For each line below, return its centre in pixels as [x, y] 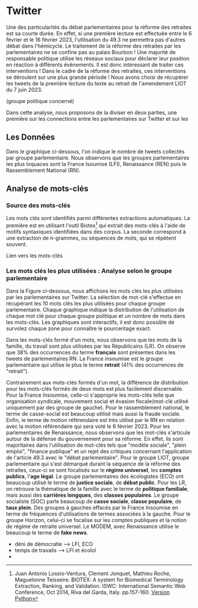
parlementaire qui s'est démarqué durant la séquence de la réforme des [93, 464]
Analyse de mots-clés [47, 189]
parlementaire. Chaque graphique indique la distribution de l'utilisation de [95, 310]
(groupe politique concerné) [40, 101]
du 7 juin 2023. [24, 89]
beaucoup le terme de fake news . [47, 533]
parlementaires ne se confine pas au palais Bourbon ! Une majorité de [91, 52]
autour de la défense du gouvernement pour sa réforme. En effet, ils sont [95, 439]
